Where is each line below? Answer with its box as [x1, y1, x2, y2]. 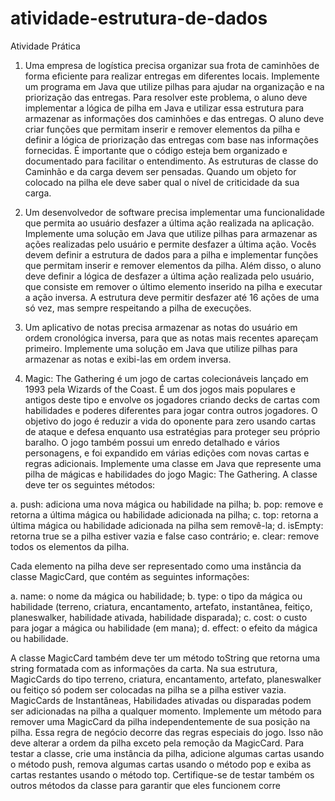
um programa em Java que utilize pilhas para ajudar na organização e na [24, 80, 325, 92]
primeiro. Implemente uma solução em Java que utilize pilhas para [24, 342, 298, 354]
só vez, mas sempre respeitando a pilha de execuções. [24, 302, 252, 314]
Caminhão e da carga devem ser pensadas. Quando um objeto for [24, 165, 297, 177]
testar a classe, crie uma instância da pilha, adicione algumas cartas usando [10, 747, 325, 759]
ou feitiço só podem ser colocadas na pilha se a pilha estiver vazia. [10, 683, 287, 696]
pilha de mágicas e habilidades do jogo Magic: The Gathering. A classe [24, 468, 318, 480]
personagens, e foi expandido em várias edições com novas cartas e [24, 447, 310, 459]
